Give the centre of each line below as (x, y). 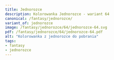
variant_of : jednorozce (29, 23)
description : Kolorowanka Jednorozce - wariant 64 (57, 14)
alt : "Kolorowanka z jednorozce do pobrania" (52, 37)
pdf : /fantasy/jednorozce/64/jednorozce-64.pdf (54, 32)
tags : (10, 41)
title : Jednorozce (24, 9)
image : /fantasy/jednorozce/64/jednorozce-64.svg (56, 28)
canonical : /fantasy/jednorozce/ (39, 18)
